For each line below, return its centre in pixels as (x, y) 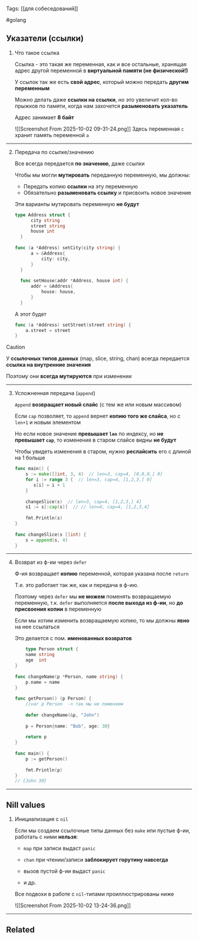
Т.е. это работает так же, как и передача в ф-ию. (77, 585)
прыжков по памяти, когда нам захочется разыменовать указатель (101, 106)
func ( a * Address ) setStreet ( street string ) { (73, 325)
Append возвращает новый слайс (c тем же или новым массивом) (98, 405)
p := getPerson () (47, 759)
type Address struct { (42, 215)
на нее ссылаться (37, 627)
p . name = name (43, 682)
